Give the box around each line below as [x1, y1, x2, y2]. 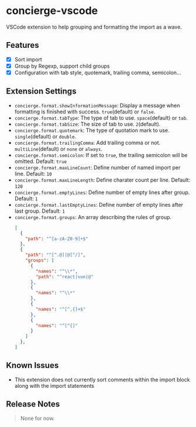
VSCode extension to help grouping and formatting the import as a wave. [6, 23, 183, 30]
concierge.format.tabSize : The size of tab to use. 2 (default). [14, 120, 161, 127]
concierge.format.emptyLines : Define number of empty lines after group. [14, 189, 190, 196]
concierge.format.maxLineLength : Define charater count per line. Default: [14, 176, 190, 183]
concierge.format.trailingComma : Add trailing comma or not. [14, 139, 161, 146]
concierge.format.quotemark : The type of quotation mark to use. [14, 127, 170, 134]
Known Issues [6, 360, 59, 370]
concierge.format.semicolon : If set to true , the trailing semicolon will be [14, 151, 188, 158]
